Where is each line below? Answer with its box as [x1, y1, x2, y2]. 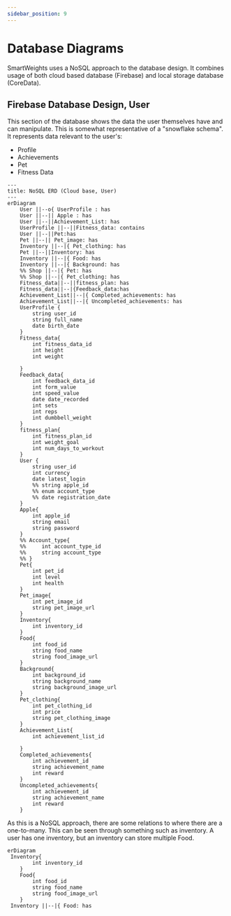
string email [32, 519, 70, 526]
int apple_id [32, 513, 70, 520]
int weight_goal [32, 439, 80, 446]
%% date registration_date [32, 494, 111, 501]
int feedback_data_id [32, 377, 96, 385]
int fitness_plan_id [32, 433, 92, 440]
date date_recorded [32, 396, 89, 403]
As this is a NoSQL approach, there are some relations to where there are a [7, 819, 223, 827]
